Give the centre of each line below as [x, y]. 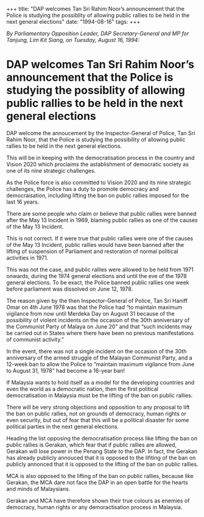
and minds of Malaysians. [38, 488]
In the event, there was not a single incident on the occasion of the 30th [97, 351]
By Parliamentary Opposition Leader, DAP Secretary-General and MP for [98, 33]
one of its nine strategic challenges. [51, 170]
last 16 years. [23, 202]
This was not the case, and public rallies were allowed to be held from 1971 [100, 269]
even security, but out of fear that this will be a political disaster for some [98, 420]
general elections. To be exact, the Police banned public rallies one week [98, 282]
